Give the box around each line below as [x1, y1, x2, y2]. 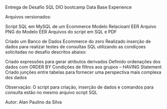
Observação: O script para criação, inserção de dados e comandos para [5, 84, 154, 90]
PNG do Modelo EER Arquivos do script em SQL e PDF [5, 29, 117, 34]
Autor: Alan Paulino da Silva [5, 99, 62, 105]
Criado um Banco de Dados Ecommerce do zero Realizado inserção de [5, 38, 151, 44]
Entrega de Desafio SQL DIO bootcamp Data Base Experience [5, 4, 132, 10]
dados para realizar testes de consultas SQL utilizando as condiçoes [5, 44, 146, 49]
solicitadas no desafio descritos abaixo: [5, 49, 87, 55]
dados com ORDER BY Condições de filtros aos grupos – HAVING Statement [5, 64, 162, 70]
